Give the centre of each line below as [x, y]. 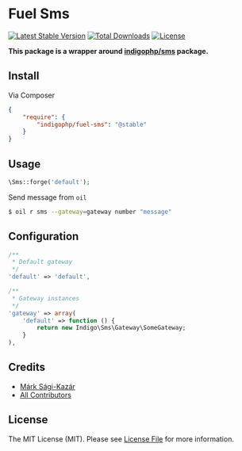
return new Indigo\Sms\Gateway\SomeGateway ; [111, 328]
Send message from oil [48, 197]
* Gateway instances [46, 298]
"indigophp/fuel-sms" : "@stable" [92, 124]
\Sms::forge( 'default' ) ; [49, 182]
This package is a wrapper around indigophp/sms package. [108, 51]
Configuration [44, 237]
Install [24, 76]
